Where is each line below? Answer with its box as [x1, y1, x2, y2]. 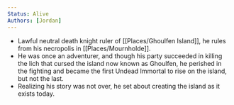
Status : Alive [7, 10, 50, 18]
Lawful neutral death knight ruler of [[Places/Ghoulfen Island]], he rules [17, 36, 226, 45]
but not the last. [17, 74, 64, 82]
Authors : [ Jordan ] [7, 17, 62, 24]
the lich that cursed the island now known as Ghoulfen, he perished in [17, 59, 222, 67]
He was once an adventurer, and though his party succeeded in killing [17, 51, 223, 60]
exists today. [17, 89, 55, 98]
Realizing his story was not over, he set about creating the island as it [17, 82, 221, 90]
